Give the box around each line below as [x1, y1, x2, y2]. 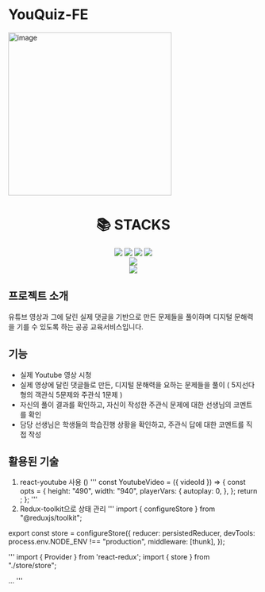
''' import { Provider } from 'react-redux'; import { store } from [8, 552, 210, 562]
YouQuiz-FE [8, 6, 89, 24]
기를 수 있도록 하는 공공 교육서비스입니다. [16, 321, 144, 331]
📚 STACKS [96, 216, 171, 234]
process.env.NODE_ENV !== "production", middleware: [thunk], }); [8, 537, 225, 547]
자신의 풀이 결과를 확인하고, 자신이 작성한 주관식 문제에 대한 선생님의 [19, 399, 232, 409]
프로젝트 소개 [8, 290, 69, 303]
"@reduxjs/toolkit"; [19, 513, 83, 523]
